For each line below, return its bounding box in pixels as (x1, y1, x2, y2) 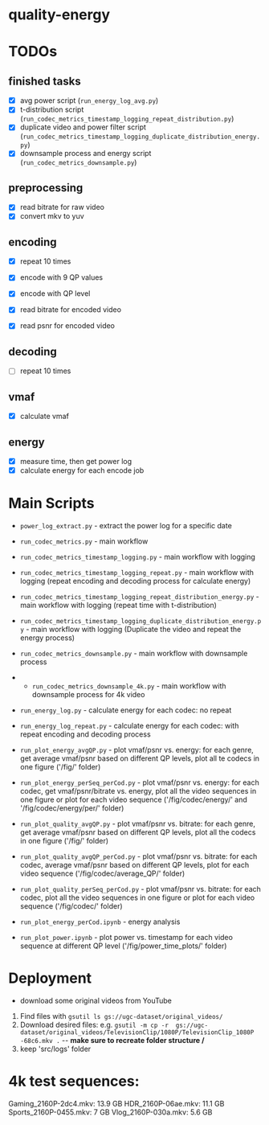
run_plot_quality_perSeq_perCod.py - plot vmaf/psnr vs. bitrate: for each (19, 885, 261, 894)
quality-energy (8, 6, 111, 24)
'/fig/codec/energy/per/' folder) (19, 803, 124, 813)
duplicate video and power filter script (19, 122, 147, 132)
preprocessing (8, 181, 84, 195)
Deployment (8, 969, 92, 987)
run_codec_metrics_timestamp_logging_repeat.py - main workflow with (19, 568, 255, 577)
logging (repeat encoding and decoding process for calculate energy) (19, 577, 251, 586)
